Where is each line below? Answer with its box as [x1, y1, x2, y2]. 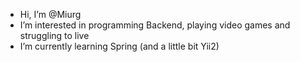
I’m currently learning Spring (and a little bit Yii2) [19, 40, 220, 52]
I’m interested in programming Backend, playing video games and [19, 19, 291, 31]
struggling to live [19, 30, 90, 41]
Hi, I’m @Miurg [19, 9, 82, 20]
